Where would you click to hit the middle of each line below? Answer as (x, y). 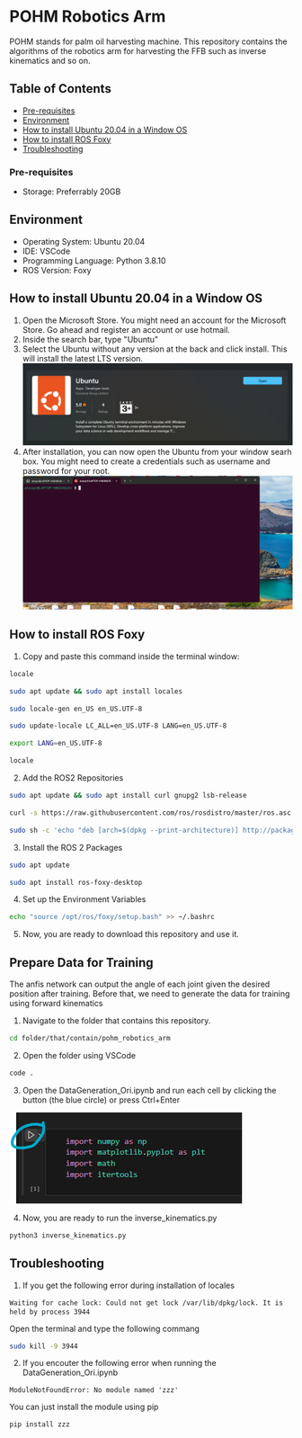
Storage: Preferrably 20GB (71, 192)
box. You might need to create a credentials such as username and (146, 461)
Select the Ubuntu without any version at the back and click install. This (155, 349)
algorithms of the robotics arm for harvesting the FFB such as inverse (138, 50)
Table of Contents (61, 89)
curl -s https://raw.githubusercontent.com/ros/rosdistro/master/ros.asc (151, 813)
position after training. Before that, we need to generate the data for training (150, 994)
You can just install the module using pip (84, 1407)
